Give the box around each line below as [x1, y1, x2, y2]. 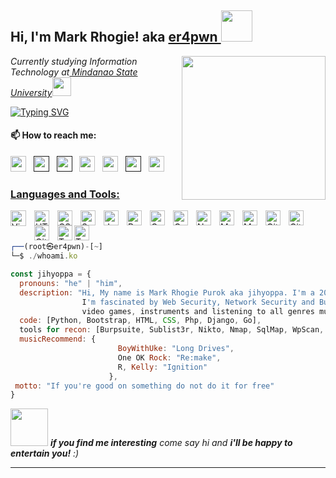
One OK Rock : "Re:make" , [117, 352, 222, 363]
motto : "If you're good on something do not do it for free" [14, 381, 275, 391]
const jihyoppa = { [10, 269, 92, 280]
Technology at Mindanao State [10, 66, 138, 78]
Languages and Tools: [10, 187, 120, 201]
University [10, 86, 53, 98]
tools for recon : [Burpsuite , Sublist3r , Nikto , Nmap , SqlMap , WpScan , [19, 325, 325, 335]
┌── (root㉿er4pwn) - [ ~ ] [10, 242, 103, 252]
